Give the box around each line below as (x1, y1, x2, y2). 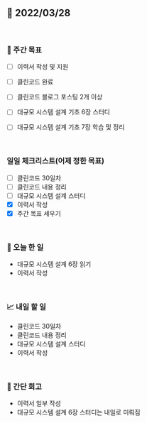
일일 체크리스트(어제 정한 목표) (6, 156, 104, 166)
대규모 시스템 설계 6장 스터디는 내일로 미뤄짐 (16, 407, 141, 416)
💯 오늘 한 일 (6, 242, 44, 252)
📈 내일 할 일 (6, 302, 47, 312)
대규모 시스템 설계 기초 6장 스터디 (16, 108, 111, 116)
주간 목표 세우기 (16, 209, 61, 217)
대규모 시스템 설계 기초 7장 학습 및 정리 (16, 123, 125, 131)
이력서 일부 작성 (16, 399, 61, 407)
